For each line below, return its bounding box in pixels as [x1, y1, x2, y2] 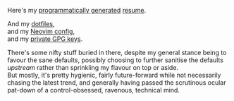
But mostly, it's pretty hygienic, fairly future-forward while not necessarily [7, 71, 221, 79]
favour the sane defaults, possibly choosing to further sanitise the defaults [7, 56, 224, 64]
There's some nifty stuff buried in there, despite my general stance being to [7, 49, 227, 57]
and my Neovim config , [7, 28, 75, 35]
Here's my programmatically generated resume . [7, 6, 147, 14]
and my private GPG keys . [7, 35, 83, 43]
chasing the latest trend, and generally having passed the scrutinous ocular [7, 78, 226, 87]
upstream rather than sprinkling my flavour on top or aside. [7, 64, 178, 71]
